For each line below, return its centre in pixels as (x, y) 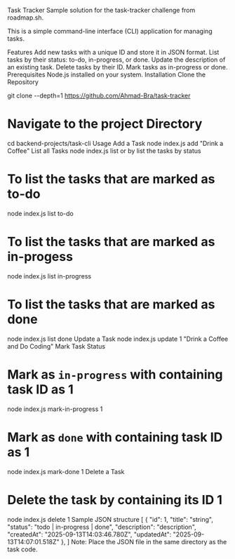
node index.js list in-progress (49, 276)
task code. (22, 549)
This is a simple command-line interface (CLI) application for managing (110, 31)
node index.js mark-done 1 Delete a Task (66, 471)
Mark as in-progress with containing (115, 374)
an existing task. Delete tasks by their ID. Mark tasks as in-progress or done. (117, 67)
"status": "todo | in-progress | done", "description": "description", (102, 527)
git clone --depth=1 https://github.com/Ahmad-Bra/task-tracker (99, 95)
